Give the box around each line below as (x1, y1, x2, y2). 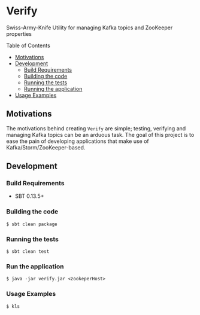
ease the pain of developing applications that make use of (6, 137, 149, 145)
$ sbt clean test (6, 249, 50, 255)
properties (6, 30, 32, 37)
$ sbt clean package (6, 221, 58, 227)
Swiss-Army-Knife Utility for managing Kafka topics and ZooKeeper (6, 24, 173, 31)
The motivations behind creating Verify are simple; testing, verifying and (6, 124, 186, 132)
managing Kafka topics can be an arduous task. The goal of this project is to (6, 131, 195, 138)
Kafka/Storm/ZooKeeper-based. (6, 143, 86, 151)
